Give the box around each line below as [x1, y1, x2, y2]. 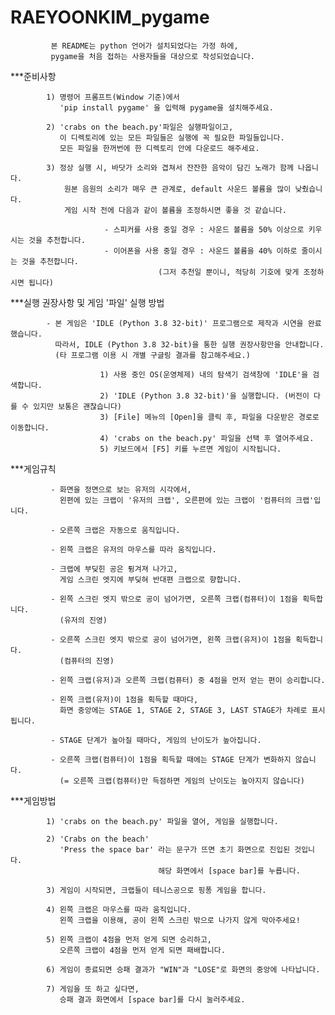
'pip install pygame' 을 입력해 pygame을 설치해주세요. [59, 102, 275, 113]
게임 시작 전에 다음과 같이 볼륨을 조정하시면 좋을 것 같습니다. [63, 205, 287, 215]
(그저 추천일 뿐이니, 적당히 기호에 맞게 [158, 267, 300, 277]
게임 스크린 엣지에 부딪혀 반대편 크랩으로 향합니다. [59, 574, 242, 585]
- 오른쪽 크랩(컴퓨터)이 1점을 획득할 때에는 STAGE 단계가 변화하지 [50, 754, 292, 765]
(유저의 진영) [59, 615, 108, 625]
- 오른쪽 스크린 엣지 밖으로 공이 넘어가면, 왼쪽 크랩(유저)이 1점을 [50, 634, 292, 645]
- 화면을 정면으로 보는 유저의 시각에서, [50, 484, 192, 495]
